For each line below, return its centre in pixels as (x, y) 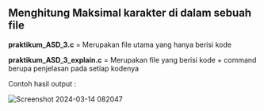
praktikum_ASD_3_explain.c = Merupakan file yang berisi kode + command (132, 59)
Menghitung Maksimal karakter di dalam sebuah (130, 13)
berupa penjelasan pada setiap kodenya (74, 68)
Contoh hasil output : (42, 83)
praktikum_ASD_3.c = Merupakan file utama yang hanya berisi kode (120, 44)
